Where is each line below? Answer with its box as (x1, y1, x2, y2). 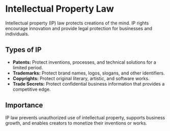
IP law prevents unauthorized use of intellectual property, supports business (5, 114, 165, 120)
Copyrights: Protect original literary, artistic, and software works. (12, 75, 150, 82)
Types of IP (5, 45, 42, 54)
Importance (5, 101, 43, 110)
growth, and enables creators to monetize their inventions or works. (5, 120, 148, 126)
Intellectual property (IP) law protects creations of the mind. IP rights (5, 20, 149, 26)
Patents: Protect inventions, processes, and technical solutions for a (12, 59, 156, 65)
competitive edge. (12, 86, 51, 92)
